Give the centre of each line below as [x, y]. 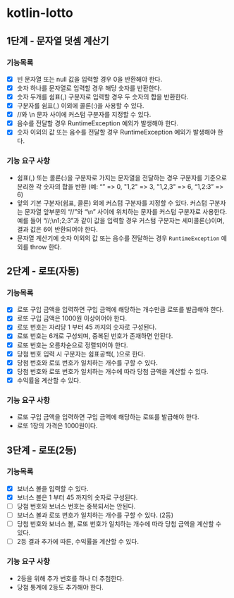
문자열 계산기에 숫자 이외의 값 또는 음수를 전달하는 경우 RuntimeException [118, 238]
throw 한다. [46, 247]
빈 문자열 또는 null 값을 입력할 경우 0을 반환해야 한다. [90, 79]
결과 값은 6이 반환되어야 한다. [57, 229]
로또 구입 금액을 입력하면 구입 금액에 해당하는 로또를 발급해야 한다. [108, 417]
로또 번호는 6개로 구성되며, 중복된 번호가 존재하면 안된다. [95, 336]
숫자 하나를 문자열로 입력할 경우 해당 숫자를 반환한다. [89, 88]
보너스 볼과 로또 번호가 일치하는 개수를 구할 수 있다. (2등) [95, 515]
